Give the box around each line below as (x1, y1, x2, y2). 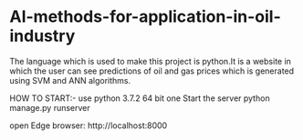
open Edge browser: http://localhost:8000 (9, 120, 168, 131)
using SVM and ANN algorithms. (9, 75, 131, 85)
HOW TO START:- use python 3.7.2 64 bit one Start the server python (9, 93, 271, 104)
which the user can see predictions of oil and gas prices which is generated (9, 65, 295, 76)
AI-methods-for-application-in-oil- (9, 6, 281, 27)
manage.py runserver (9, 102, 91, 113)
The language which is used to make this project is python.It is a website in (9, 55, 292, 66)
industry (9, 25, 76, 46)
